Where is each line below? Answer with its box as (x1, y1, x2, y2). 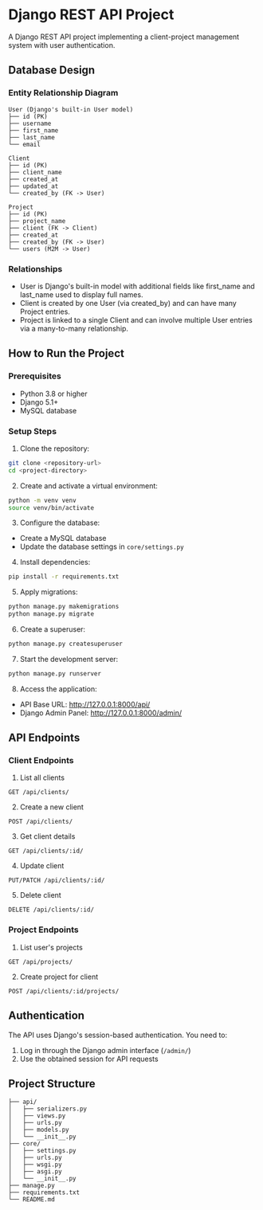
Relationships (8, 263, 63, 274)
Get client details (19, 832, 76, 841)
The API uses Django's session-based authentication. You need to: (8, 1030, 228, 1040)
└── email (8, 140, 41, 148)
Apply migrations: (19, 587, 78, 597)
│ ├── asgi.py (8, 1168, 62, 1176)
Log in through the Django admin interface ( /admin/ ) (19, 1045, 191, 1055)
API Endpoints (8, 731, 80, 745)
